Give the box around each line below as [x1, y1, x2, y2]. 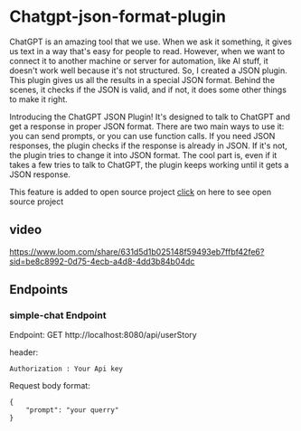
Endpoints [9, 282, 69, 297]
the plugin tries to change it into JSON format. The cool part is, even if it [9, 149, 277, 160]
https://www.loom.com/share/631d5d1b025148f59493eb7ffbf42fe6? [9, 246, 265, 257]
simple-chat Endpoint [9, 309, 107, 322]
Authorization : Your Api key [9, 364, 124, 374]
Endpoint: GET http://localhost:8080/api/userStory [9, 330, 197, 341]
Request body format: [9, 380, 90, 391]
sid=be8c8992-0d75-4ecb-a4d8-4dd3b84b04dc [9, 256, 195, 267]
